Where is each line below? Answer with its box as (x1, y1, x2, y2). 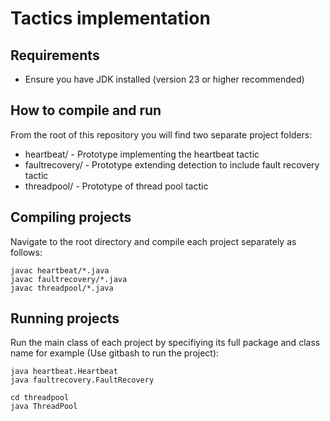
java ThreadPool (10, 402, 78, 412)
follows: (10, 246, 43, 258)
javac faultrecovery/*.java (10, 274, 128, 284)
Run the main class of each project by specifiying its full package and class (10, 337, 321, 349)
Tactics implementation (10, 7, 211, 30)
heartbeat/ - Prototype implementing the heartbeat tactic (24, 148, 260, 160)
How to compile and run (10, 102, 162, 119)
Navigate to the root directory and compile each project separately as (10, 235, 297, 247)
